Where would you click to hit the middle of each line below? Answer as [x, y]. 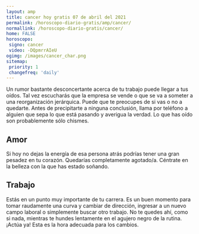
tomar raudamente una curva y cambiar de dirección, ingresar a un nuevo [96, 205]
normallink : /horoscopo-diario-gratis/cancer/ [65, 28]
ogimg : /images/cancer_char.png [46, 56]
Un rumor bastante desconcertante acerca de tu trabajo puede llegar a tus [97, 89]
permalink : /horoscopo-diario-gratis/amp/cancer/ [69, 23]
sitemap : [17, 61]
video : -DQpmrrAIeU [33, 50]
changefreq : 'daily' [34, 72]
